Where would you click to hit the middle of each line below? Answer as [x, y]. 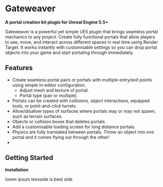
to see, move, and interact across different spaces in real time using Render [81, 42]
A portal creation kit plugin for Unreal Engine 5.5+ [57, 22]
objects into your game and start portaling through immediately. [69, 53]
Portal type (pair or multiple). [49, 95]
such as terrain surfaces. [37, 116]
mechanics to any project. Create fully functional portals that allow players [80, 37]
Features [19, 68]
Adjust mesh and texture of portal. [54, 90]
